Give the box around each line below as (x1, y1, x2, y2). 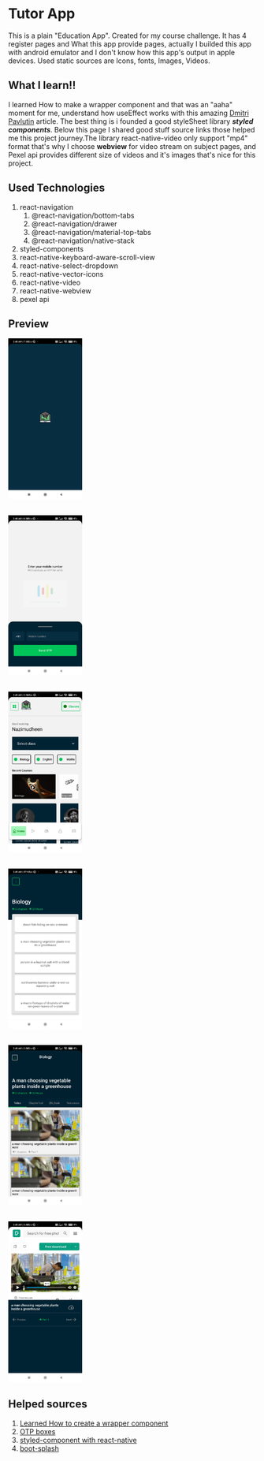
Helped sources (8, 1397, 88, 1411)
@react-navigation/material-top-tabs (31, 227, 151, 237)
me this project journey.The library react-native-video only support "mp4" (8, 133, 248, 143)
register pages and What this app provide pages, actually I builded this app (8, 39, 252, 48)
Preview (8, 317, 50, 330)
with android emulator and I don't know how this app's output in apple (8, 47, 235, 57)
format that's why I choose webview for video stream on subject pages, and (8, 141, 256, 151)
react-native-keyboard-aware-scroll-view (19, 252, 155, 262)
